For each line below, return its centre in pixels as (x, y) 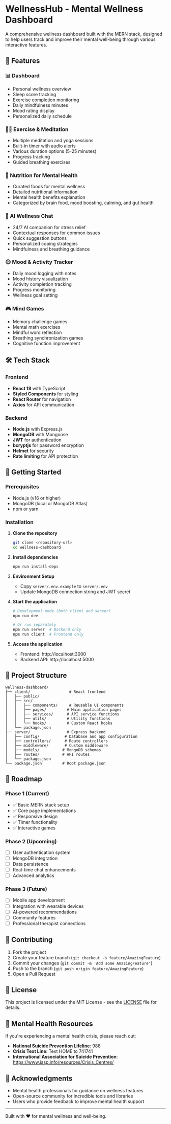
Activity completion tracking (42, 284)
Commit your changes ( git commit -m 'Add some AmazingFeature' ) (82, 963)
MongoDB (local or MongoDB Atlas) (50, 503)
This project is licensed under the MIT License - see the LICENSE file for (81, 1002)
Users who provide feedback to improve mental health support (78, 1101)
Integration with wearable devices (48, 906)
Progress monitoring (34, 289)
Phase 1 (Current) (27, 794)
